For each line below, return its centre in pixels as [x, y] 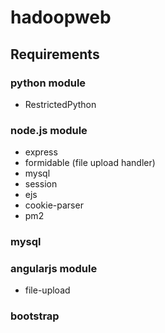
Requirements [55, 54]
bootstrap [35, 316]
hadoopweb [61, 17]
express [41, 152]
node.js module [49, 130]
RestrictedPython [60, 104]
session [41, 184]
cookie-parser [54, 205]
